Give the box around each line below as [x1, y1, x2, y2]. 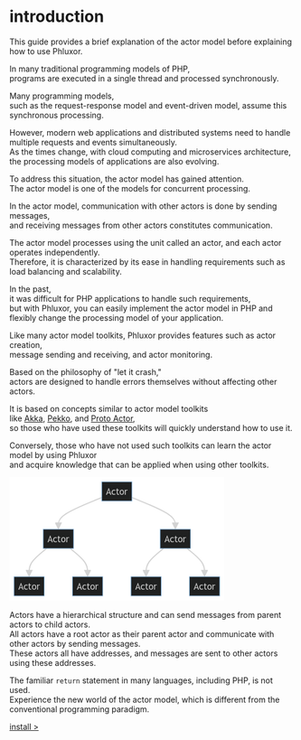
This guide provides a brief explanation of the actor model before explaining [9, 36, 292, 47]
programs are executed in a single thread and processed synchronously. [9, 72, 279, 83]
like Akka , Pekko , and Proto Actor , [9, 413, 136, 424]
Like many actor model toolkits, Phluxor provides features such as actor [9, 330, 277, 341]
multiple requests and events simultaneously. [9, 136, 178, 147]
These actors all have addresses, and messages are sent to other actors [9, 648, 278, 659]
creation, [9, 339, 42, 350]
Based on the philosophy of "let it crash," [9, 366, 163, 377]
